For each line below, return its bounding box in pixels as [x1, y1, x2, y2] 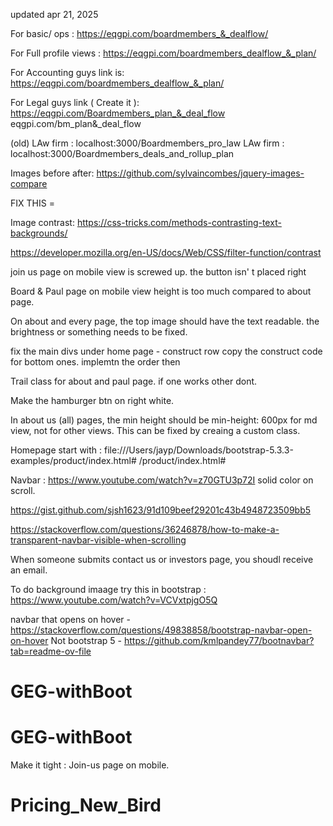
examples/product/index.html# [10, 455, 137, 466]
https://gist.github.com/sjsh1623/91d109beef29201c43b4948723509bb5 [10, 504, 312, 516]
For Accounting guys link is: [10, 67, 125, 78]
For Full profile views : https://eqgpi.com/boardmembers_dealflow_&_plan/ [10, 47, 317, 59]
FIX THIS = [10, 197, 55, 209]
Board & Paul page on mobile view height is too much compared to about [10, 285, 312, 297]
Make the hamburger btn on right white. [10, 395, 175, 406]
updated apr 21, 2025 [10, 9, 99, 20]
